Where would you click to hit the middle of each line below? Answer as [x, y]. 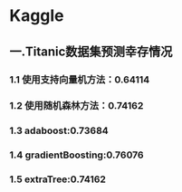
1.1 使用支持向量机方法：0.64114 [80, 80]
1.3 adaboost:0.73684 [59, 130]
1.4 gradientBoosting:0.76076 [77, 155]
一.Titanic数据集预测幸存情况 [91, 51]
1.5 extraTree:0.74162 [58, 179]
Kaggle [37, 16]
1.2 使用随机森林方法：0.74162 [77, 106]
